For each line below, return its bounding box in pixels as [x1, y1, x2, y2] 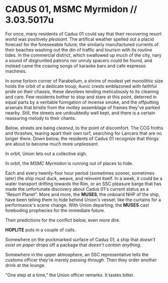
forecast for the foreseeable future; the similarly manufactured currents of [5, 41, 159, 47]
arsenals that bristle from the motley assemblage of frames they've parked [5, 104, 160, 110]
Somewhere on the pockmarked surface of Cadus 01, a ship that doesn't [5, 236, 155, 242]
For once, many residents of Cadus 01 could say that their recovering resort [5, 31, 162, 37]
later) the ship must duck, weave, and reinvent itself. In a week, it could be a [5, 175, 162, 181]
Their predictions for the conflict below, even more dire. [5, 217, 121, 223]
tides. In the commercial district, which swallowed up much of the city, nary [5, 52, 162, 58]
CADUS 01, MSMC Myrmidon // [5, 4, 137, 15]
